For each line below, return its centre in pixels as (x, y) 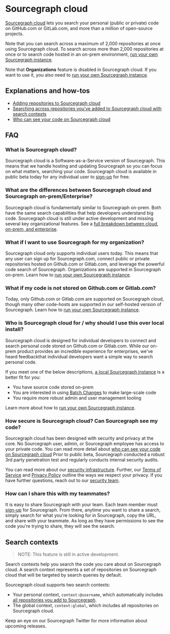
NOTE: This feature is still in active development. (68, 554)
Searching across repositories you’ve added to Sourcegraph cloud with (87, 108)
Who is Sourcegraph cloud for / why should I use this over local (84, 323)
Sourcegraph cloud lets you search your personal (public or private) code (82, 23)
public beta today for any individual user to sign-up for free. (68, 177)
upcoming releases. (26, 626)
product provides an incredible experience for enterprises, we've (85, 351)
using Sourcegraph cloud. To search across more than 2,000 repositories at (84, 49)
